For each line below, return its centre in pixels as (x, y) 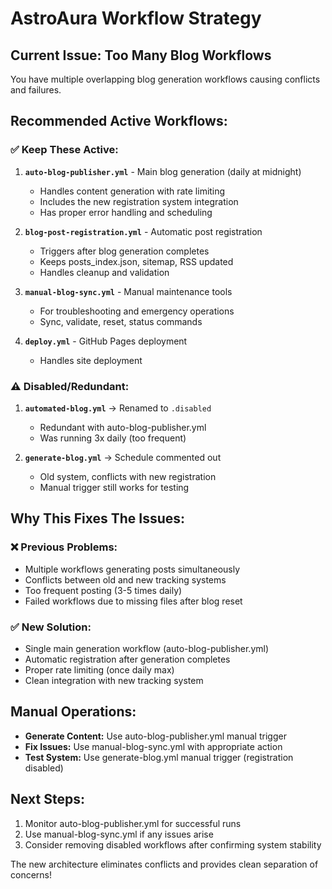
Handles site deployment (91, 360)
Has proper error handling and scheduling (126, 212)
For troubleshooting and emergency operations (137, 311)
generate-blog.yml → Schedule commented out (123, 457)
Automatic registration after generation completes (127, 659)
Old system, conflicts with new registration (128, 476)
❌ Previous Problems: (64, 547)
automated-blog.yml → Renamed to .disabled (118, 408)
